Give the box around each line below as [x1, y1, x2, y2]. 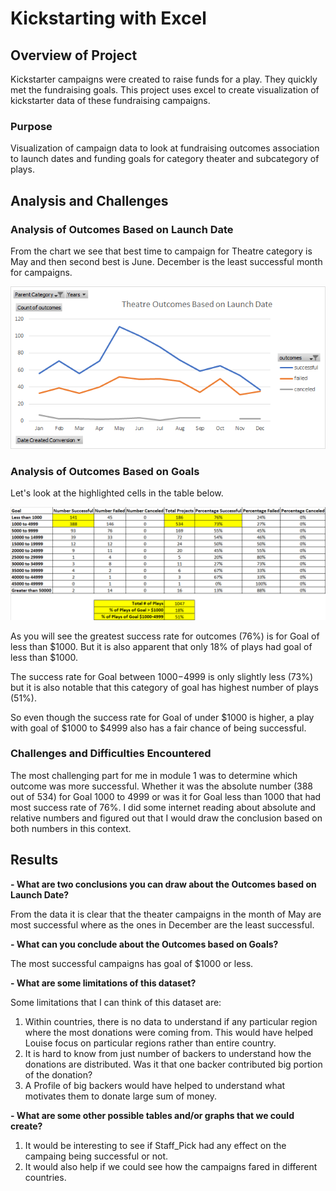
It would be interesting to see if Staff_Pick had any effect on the [24, 1139, 287, 1151]
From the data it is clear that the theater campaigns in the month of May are [10, 908, 322, 920]
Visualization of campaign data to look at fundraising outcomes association [10, 142, 320, 154]
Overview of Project [10, 47, 138, 64]
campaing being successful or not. [24, 1150, 169, 1162]
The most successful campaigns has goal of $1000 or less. [10, 957, 254, 969]
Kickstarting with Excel [10, 7, 207, 30]
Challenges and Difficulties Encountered [10, 747, 212, 761]
